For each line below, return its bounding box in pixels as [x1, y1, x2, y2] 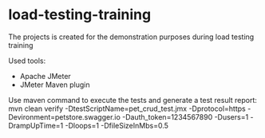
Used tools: [8, 56, 46, 65]
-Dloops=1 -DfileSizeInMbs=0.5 [65, 120, 169, 130]
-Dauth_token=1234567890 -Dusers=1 [122, 112, 249, 121]
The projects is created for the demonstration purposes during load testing [8, 32, 255, 41]
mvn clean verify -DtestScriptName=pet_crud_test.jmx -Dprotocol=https [8, 104, 246, 113]
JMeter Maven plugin [19, 80, 90, 89]
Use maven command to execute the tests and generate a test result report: [8, 95, 258, 104]
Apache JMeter [19, 71, 72, 81]
